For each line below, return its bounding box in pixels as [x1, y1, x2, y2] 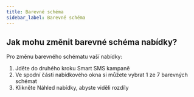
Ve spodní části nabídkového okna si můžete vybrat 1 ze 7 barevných [15, 71, 189, 79]
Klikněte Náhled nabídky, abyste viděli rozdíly [15, 84, 129, 92]
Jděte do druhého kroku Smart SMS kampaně [15, 65, 130, 72]
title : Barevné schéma [6, 8, 64, 15]
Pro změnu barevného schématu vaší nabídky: [6, 53, 123, 61]
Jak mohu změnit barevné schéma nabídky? [6, 37, 178, 47]
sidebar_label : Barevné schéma [6, 15, 86, 21]
